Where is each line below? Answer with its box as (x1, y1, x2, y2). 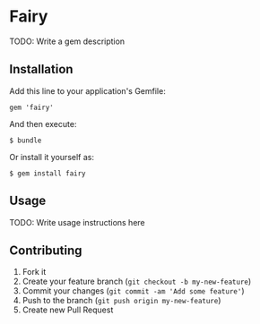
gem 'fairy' (9, 103, 54, 112)
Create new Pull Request (22, 304, 114, 315)
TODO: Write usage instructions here (9, 217, 145, 227)
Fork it (22, 267, 47, 277)
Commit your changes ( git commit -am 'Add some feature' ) (22, 286, 245, 296)
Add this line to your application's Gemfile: (9, 85, 166, 96)
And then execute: (9, 118, 77, 129)
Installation (9, 62, 74, 77)
